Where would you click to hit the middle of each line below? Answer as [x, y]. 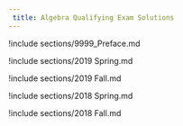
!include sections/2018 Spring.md [71, 95]
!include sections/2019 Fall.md [65, 78]
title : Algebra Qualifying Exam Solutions [93, 18]
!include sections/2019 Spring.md [71, 60]
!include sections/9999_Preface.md [74, 43]
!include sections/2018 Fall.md [65, 112]
